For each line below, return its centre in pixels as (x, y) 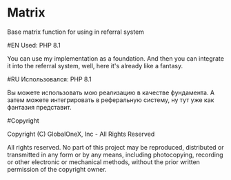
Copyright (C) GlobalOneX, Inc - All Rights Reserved (81, 134)
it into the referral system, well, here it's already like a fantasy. (95, 66)
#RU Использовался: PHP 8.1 (49, 79)
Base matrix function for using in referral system (76, 32)
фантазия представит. (39, 107)
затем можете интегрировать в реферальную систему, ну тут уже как (111, 100)
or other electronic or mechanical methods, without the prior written (103, 162)
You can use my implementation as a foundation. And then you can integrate (115, 58)
